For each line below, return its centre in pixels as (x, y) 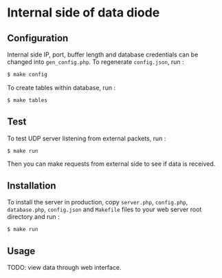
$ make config (27, 74)
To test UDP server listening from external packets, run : (87, 138)
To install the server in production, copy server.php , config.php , (98, 202)
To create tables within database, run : (62, 87)
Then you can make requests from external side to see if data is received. (111, 164)
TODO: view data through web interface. (64, 267)
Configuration (38, 38)
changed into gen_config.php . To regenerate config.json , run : (96, 62)
